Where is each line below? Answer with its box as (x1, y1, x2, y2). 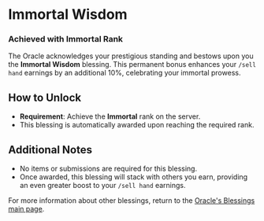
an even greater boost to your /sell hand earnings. (19, 181, 186, 190)
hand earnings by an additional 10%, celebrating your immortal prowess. (8, 68, 241, 78)
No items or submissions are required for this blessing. (19, 164, 198, 174)
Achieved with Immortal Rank (8, 34, 124, 45)
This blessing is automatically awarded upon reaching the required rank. (19, 120, 255, 130)
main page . (8, 204, 45, 214)
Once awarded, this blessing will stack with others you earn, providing (19, 172, 248, 182)
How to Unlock (8, 90, 81, 104)
